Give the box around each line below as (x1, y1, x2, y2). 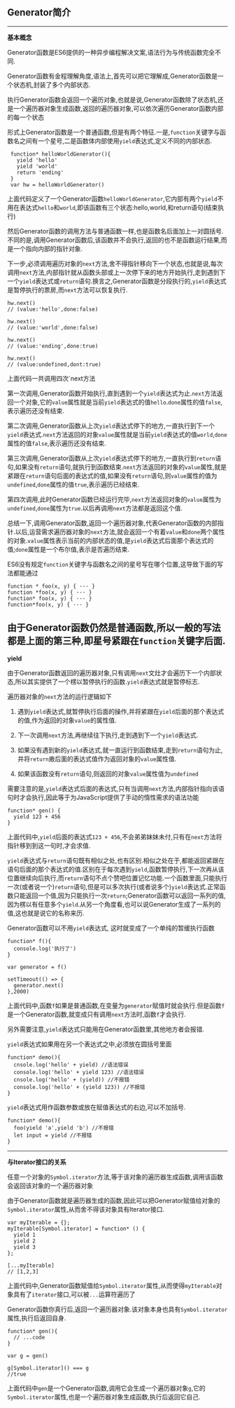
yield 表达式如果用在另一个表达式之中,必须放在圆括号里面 (7, 1040, 172, 1048)
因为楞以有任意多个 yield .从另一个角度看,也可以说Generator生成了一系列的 (7, 900, 222, 908)
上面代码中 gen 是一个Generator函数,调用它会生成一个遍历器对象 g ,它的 (7, 1383, 206, 1392)
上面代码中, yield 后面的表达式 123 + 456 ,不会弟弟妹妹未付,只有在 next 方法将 (7, 832, 222, 841)
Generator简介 (7, 6, 71, 19)
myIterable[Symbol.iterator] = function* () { (7, 1225, 145, 1232)
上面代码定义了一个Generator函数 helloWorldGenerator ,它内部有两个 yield (7, 194, 218, 203)
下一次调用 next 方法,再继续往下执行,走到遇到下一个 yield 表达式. (17, 731, 199, 739)
